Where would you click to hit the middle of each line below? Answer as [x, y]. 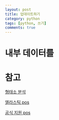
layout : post [18, 10]
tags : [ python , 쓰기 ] [26, 23]
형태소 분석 [15, 92]
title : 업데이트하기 [22, 14]
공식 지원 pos [18, 113]
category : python [22, 19]
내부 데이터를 [29, 53]
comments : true [20, 28]
